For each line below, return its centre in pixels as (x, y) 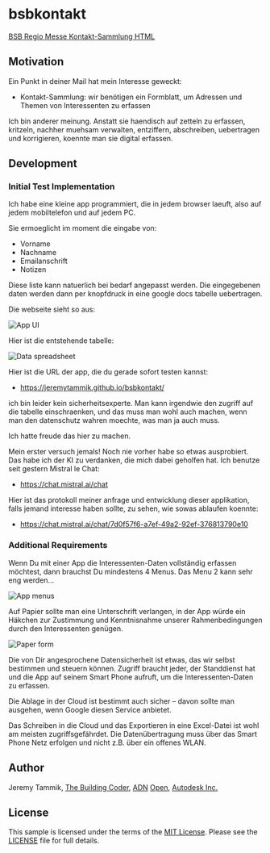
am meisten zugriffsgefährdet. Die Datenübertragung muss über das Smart (133, 734)
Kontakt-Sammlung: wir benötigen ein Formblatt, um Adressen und (131, 97)
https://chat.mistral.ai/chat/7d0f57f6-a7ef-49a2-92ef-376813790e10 (134, 525)
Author (26, 768)
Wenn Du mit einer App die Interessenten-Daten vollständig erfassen (123, 562)
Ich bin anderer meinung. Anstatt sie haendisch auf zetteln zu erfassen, (127, 121)
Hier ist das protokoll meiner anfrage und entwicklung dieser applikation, (129, 500)
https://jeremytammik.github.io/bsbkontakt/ (92, 387)
